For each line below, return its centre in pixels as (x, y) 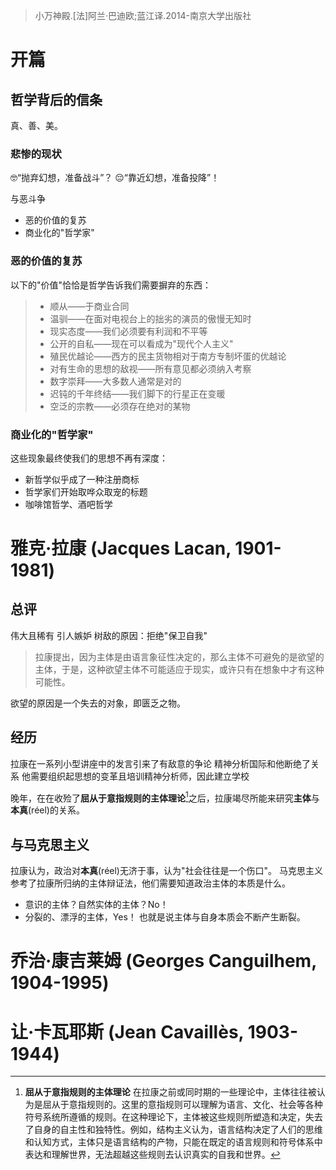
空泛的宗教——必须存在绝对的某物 (120, 406)
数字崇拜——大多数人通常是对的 (115, 381)
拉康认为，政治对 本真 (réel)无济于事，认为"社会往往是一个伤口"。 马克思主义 (166, 871)
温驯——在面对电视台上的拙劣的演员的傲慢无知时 (150, 318)
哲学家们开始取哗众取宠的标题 (86, 491)
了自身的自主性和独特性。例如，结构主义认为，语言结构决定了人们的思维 (173, 1130)
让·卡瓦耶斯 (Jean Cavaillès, (127, 1031)
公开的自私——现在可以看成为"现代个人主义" (141, 343)
